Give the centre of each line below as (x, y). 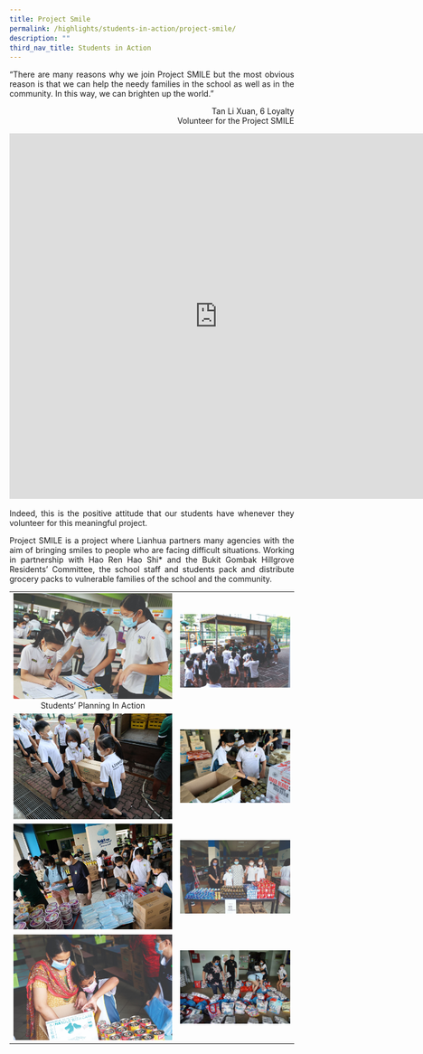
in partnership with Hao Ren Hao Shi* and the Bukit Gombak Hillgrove (152, 560)
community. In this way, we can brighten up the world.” (112, 94)
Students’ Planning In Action (93, 706)
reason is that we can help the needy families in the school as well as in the (152, 84)
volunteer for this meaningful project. (78, 523)
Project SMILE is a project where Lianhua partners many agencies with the (152, 541)
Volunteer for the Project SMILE (236, 121)
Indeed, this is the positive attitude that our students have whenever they (152, 513)
